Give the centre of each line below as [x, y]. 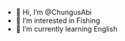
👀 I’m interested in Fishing [58, 20]
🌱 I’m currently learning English [66, 29]
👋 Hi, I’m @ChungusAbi [54, 12]
